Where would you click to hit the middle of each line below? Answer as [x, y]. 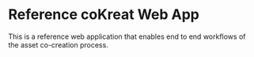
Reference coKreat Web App [104, 15]
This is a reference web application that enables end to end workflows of [127, 36]
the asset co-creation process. [58, 44]
